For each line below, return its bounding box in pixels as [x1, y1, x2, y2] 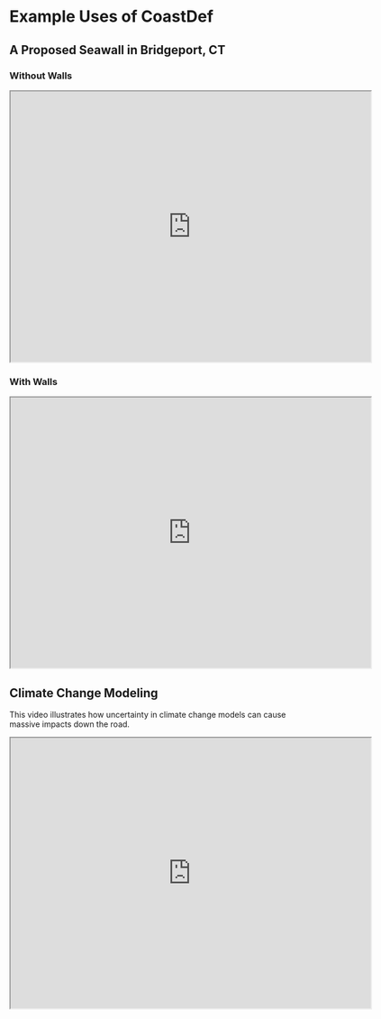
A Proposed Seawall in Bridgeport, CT [9, 42, 226, 58]
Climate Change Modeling [9, 685, 159, 701]
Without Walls [9, 69, 73, 82]
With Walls [9, 375, 59, 388]
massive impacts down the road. [9, 719, 131, 730]
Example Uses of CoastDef [9, 6, 214, 27]
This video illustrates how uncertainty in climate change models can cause [9, 709, 286, 720]
